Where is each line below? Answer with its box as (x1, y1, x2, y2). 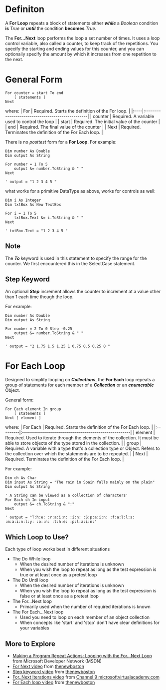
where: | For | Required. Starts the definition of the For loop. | (5, 108, 131, 114)
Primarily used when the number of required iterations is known (19, 604, 151, 610)
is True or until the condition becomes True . (5, 25, 97, 31)
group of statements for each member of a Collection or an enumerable (5, 382, 154, 388)
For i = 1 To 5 (5, 211, 37, 216)
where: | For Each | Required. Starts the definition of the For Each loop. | (5, 424, 153, 430)
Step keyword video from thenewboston (12, 669, 95, 675)
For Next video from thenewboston (12, 663, 85, 669)
